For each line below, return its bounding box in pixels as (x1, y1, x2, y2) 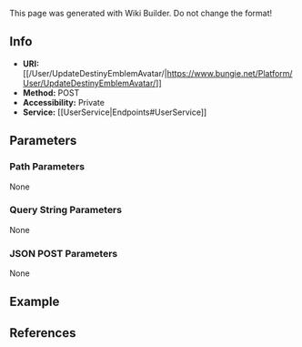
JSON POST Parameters (9, 247, 118, 260)
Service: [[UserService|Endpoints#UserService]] (22, 107, 207, 117)
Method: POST (22, 87, 80, 98)
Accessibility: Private (22, 97, 105, 107)
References (9, 325, 76, 341)
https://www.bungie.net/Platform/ (166, 67, 293, 78)
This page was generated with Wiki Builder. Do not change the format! (9, 8, 273, 18)
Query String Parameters (9, 204, 123, 217)
